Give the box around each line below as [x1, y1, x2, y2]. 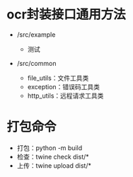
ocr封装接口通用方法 [6, 6, 127, 23]
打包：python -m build [16, 143, 83, 152]
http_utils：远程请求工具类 [27, 91, 104, 100]
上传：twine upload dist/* [16, 161, 91, 170]
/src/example [16, 30, 56, 39]
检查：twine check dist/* [16, 152, 89, 161]
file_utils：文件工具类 [27, 74, 89, 82]
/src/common [16, 59, 57, 67]
